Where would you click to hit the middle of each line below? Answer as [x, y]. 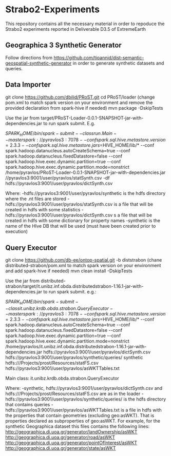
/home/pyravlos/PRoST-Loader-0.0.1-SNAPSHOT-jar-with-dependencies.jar [85, 172]
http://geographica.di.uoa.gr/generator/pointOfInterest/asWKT [71, 443]
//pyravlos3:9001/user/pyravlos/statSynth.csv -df [58, 178]
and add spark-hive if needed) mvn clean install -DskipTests [69, 271]
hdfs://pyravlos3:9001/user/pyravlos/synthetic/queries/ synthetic [74, 357]
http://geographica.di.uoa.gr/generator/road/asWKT [60, 437]
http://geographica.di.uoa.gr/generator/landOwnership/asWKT [71, 431]
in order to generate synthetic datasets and [118, 63]
